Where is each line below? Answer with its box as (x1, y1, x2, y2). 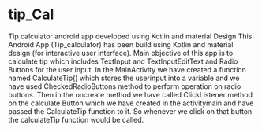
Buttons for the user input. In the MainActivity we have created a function (8, 64, 246, 74)
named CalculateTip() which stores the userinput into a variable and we (8, 73, 240, 82)
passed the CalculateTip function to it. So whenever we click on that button (8, 106, 253, 115)
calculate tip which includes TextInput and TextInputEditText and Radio (8, 57, 238, 66)
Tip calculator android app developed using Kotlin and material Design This (8, 31, 253, 41)
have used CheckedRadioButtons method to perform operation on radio (8, 81, 241, 91)
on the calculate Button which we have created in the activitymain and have (8, 98, 254, 108)
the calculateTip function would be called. (8, 115, 144, 124)
